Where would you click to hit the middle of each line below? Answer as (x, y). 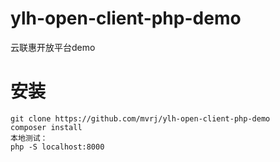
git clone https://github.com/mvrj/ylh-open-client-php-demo (140, 118)
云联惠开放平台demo (53, 47)
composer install (46, 127)
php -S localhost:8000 (57, 147)
